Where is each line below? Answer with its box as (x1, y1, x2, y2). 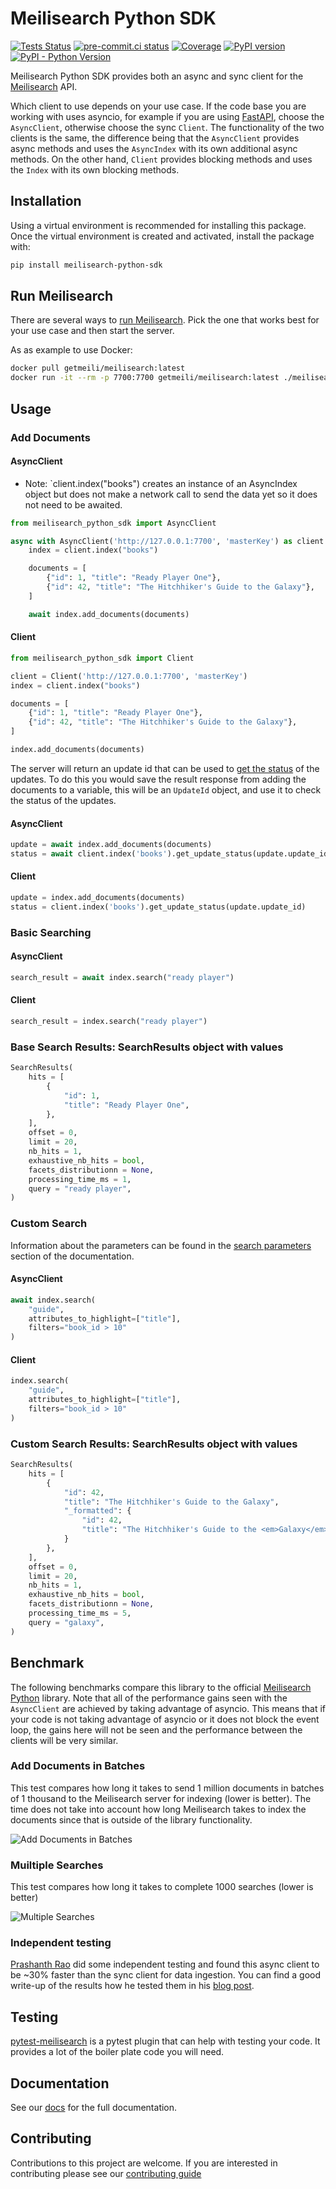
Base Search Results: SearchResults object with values (10, 1040, 284, 1054)
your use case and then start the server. (10, 325, 175, 337)
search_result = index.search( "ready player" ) (10, 1017, 208, 1027)
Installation (10, 193, 82, 210)
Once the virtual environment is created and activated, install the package (10, 230, 315, 242)
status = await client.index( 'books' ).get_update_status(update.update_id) (10, 848, 333, 859)
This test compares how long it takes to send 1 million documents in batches (10, 1782, 325, 1794)
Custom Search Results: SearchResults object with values (10, 1437, 298, 1451)
